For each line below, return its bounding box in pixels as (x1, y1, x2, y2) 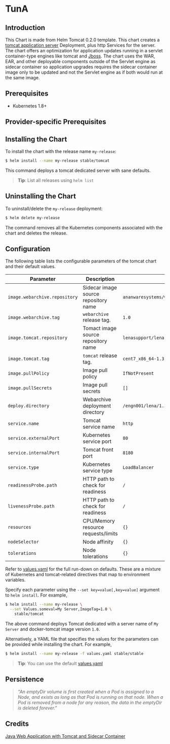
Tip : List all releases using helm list (17, 177, 94, 183)
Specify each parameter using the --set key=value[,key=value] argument (5, 587, 160, 593)
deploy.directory (8, 403, 50, 409)
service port (82, 438, 112, 445)
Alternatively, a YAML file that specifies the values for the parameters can (5, 636, 158, 642)
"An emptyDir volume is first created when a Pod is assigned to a (17, 689, 154, 695)
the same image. (5, 75, 40, 80)
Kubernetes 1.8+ (12, 103, 47, 109)
